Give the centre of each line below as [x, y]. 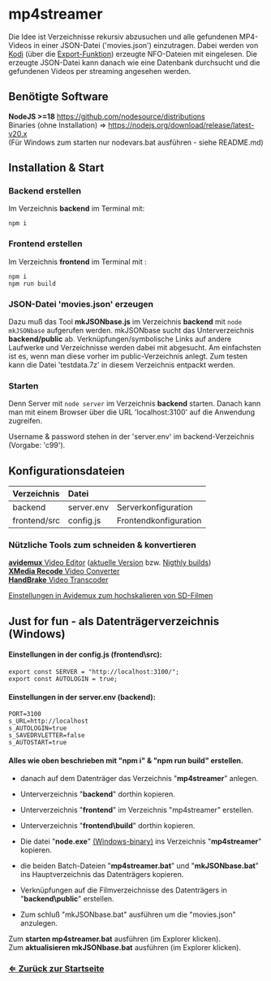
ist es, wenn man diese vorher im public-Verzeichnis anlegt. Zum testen [128, 356]
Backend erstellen [45, 191]
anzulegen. [39, 923]
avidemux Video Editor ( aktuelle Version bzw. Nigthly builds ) [110, 562]
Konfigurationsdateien [67, 471]
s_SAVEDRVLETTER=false [47, 736]
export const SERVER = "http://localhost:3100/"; [94, 672]
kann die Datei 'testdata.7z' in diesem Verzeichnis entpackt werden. [122, 365]
